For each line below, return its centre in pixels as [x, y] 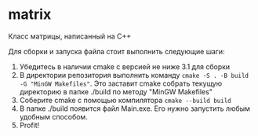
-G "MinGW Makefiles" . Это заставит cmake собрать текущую [120, 83]
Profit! [29, 125]
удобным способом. [53, 116]
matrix [30, 15]
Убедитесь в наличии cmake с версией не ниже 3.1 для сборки [125, 66]
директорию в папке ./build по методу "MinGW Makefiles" [116, 91]
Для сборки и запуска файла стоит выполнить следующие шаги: [116, 51]
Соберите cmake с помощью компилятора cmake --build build [125, 100]
